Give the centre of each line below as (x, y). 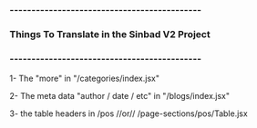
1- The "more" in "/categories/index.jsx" (84, 79)
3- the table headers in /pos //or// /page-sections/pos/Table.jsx (128, 113)
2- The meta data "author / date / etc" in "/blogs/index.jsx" (120, 96)
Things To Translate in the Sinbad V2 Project (110, 34)
